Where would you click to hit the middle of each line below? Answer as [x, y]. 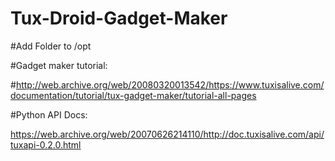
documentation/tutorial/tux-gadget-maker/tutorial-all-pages [133, 95]
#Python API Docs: [49, 114]
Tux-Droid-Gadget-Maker [119, 18]
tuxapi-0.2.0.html [46, 144]
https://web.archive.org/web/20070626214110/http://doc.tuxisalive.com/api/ [167, 134]
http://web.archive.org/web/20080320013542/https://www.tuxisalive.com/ [170, 84]
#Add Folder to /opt [51, 46]
